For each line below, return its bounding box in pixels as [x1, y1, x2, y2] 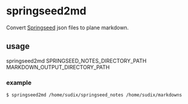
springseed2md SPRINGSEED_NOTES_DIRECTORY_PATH [6, 57, 147, 64]
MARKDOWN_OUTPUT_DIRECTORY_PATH [6, 63, 110, 71]
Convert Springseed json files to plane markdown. [6, 24, 129, 31]
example [6, 78, 32, 87]
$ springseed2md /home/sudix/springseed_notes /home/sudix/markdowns [6, 92, 183, 98]
